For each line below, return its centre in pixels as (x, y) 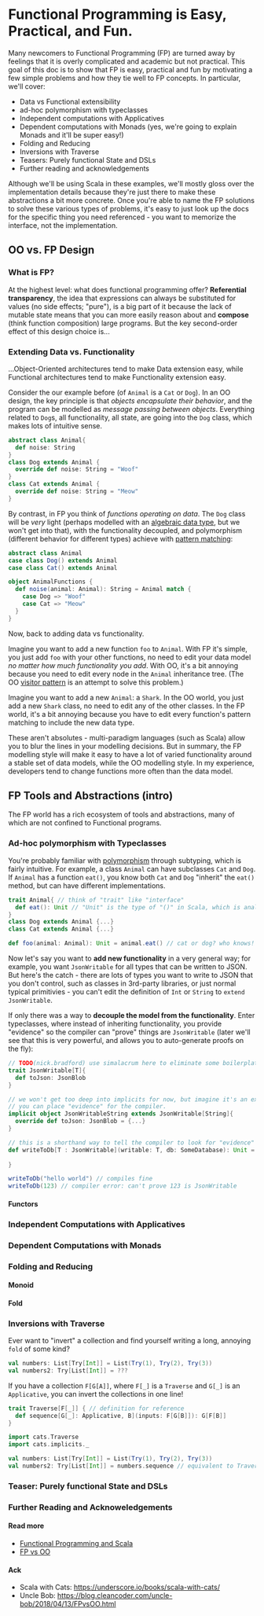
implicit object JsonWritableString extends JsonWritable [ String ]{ (121, 1114)
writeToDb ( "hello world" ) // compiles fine (81, 1179)
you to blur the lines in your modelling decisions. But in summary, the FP (125, 746)
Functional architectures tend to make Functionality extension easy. (117, 377)
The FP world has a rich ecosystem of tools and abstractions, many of (122, 814)
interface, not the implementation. (63, 225)
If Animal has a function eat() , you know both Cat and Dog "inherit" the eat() (132, 877)
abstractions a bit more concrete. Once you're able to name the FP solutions (132, 200)
